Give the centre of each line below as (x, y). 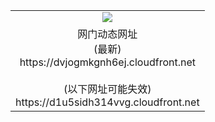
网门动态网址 (107, 34)
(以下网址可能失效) (107, 89)
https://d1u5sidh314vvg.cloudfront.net (107, 102)
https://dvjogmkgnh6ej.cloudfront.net (107, 62)
